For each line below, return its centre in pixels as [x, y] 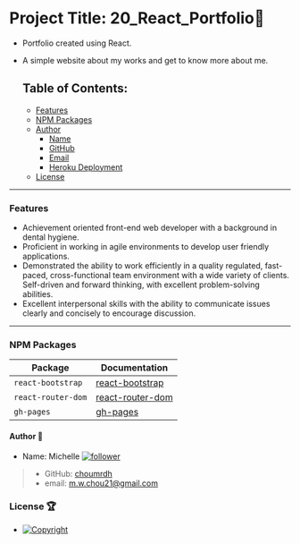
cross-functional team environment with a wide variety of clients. [170, 276]
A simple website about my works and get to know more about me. [145, 60]
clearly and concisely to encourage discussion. [109, 313]
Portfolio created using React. [77, 43]
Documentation [134, 368]
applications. [46, 256]
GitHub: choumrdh [79, 473]
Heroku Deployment [86, 167]
